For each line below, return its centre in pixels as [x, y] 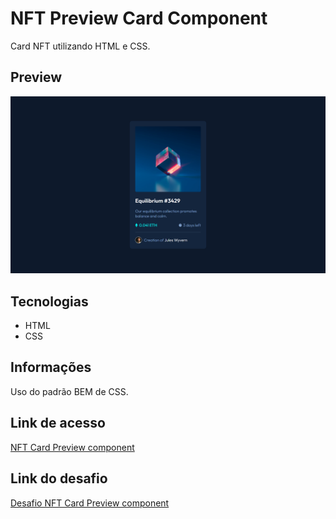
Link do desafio [59, 478]
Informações [51, 367]
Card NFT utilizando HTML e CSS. [80, 46]
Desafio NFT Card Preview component [90, 503]
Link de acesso [58, 423]
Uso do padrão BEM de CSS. [69, 391]
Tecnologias [49, 301]
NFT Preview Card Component [139, 18]
